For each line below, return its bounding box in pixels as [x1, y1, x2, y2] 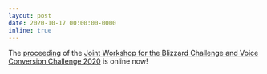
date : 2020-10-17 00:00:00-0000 [8, 19, 116, 27]
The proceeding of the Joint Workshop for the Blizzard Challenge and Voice [8, 49, 259, 58]
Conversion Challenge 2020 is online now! [8, 56, 148, 66]
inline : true [8, 26, 52, 34]
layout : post [8, 11, 52, 20]
